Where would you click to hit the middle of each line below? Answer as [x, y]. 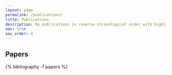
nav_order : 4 [19, 34]
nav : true [16, 29]
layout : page [19, 10]
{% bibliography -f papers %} [37, 66]
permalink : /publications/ [34, 15]
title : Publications [27, 19]
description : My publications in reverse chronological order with [79, 24]
